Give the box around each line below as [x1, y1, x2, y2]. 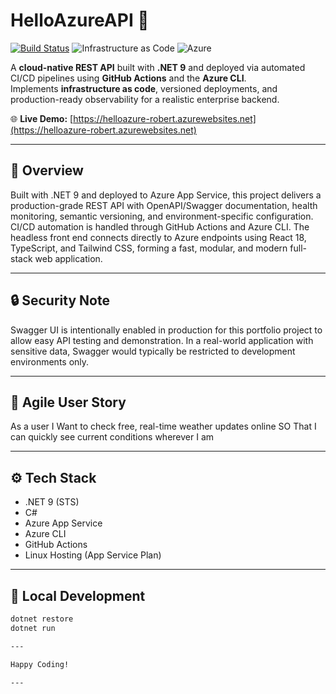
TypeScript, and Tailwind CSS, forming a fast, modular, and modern [10, 242, 288, 254]
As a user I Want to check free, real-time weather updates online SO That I [10, 420, 317, 433]
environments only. [10, 355, 90, 368]
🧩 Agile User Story [10, 394, 127, 411]
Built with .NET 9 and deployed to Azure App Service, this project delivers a [10, 189, 322, 201]
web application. [34, 252, 103, 264]
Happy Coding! [10, 659, 70, 669]
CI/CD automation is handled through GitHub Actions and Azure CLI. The [10, 220, 310, 233]
